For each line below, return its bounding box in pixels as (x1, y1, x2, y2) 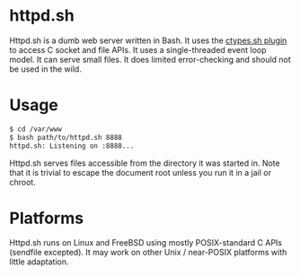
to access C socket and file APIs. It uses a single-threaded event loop (9, 44, 267, 55)
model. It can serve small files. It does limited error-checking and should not (9, 54, 292, 65)
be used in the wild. (9, 64, 83, 74)
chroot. (9, 177, 36, 187)
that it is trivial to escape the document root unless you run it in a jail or (9, 167, 272, 177)
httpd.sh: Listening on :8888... (9, 141, 135, 151)
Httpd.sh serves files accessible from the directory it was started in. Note (9, 158, 280, 168)
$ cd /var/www (9, 125, 63, 134)
